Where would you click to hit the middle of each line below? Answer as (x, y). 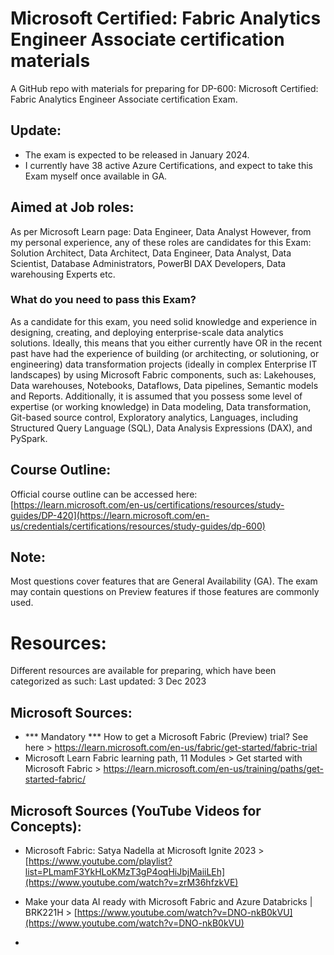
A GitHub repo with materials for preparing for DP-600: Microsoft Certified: (164, 88)
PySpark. (29, 438)
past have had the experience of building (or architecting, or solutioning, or (165, 353)
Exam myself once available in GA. (96, 176)
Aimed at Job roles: (72, 207)
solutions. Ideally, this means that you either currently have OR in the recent (166, 343)
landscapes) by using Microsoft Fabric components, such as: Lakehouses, (163, 374)
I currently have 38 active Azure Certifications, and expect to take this (168, 165)
